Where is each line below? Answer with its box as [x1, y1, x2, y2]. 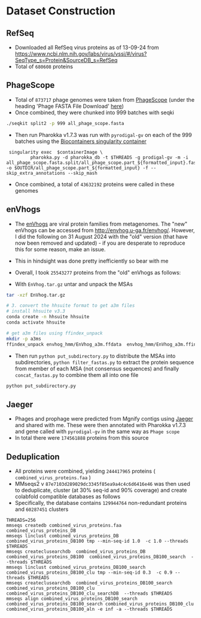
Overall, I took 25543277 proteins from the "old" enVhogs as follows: [14, 269, 181, 276]
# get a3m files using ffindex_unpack [6, 330, 103, 336]
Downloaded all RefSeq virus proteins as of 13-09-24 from [14, 44, 160, 51]
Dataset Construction [6, 4, 115, 18]
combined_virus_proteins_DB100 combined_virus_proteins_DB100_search [6, 554, 186, 560]
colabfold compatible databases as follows [14, 493, 121, 500]
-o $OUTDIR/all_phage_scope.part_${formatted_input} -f [6, 165, 148, 171]
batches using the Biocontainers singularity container [14, 138, 147, 145]
